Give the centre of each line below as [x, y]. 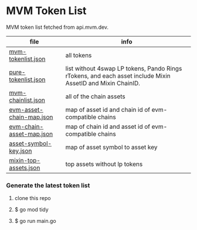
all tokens [79, 55]
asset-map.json [31, 134]
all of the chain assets [96, 96]
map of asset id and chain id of [108, 109]
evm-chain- [26, 126]
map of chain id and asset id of [108, 126]
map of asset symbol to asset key [111, 147]
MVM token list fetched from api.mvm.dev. [57, 27]
